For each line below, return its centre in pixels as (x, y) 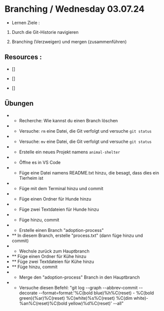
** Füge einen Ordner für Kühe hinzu (49, 256)
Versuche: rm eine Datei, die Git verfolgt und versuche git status (85, 131)
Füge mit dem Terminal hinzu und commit (61, 188)
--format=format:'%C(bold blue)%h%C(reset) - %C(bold (96, 293)
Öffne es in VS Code (40, 162)
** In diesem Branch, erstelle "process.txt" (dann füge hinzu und (77, 235)
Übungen (19, 103)
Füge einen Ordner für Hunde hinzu (55, 199)
